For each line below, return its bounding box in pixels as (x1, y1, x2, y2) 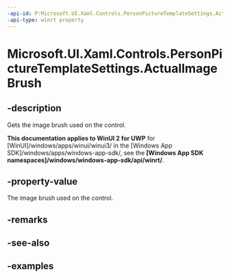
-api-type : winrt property (7, 16, 84, 23)
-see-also (7, 238, 50, 249)
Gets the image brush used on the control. (7, 121, 127, 129)
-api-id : (7, 10, 32, 17)
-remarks (7, 213, 48, 225)
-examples (7, 260, 54, 272)
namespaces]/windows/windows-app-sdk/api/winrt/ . (7, 156, 164, 164)
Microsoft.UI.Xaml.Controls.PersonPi (7, 46, 222, 62)
